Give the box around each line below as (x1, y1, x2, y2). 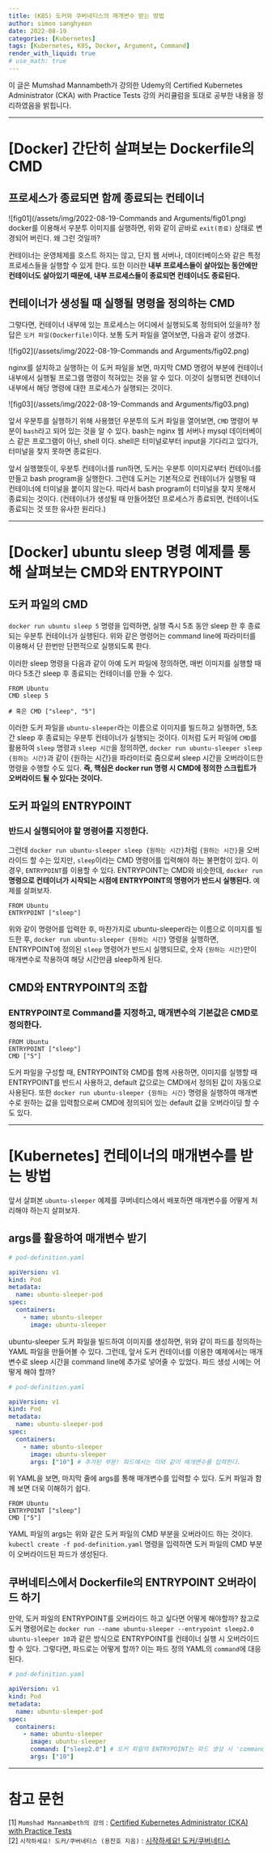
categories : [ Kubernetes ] (8, 34, 96, 43)
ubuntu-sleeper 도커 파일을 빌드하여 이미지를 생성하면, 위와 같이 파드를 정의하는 (8, 1336, 263, 1346)
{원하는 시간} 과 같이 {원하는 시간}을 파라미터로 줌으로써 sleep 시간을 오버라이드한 (8, 752, 264, 762)
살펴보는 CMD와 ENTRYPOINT (24, 563, 224, 581)
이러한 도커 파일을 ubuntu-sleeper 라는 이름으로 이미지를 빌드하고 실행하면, (8, 722, 245, 732)
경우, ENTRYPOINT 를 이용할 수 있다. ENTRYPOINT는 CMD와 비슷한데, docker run (8, 866, 263, 875)
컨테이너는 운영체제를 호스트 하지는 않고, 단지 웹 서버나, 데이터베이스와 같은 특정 (8, 250, 261, 260)
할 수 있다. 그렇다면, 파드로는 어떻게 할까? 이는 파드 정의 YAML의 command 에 (8, 1644, 247, 1654)
